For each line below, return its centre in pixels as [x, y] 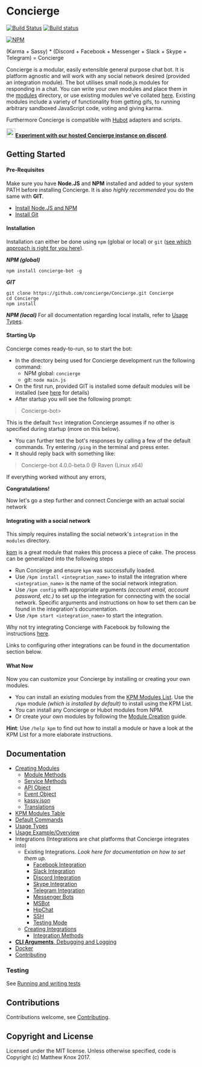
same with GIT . [25, 196]
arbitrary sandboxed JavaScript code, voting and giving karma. [84, 108]
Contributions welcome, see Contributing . [58, 1017]
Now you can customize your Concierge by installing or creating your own [98, 679]
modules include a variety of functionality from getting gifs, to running [93, 102]
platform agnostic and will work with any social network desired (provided [98, 76]
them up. [35, 858]
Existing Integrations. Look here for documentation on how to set [105, 852]
